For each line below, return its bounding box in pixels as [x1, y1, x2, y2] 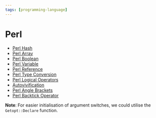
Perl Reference [12, 66, 43, 72]
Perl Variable [12, 60, 39, 67]
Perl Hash [12, 45, 33, 51]
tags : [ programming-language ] [5, 7, 68, 12]
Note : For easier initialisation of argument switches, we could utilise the [5, 102, 151, 108]
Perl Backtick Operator [12, 92, 59, 98]
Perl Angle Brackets [12, 87, 53, 93]
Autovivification [12, 82, 45, 88]
